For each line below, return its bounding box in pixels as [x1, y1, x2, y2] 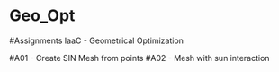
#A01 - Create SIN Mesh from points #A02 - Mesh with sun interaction [9, 52, 270, 63]
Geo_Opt [9, 5, 76, 26]
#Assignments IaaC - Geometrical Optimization [9, 35, 184, 46]
